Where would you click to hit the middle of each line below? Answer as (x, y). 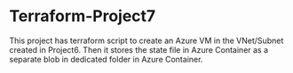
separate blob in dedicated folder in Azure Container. (106, 59)
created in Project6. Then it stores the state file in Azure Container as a (139, 49)
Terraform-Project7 (83, 16)
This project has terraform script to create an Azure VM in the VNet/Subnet (146, 40)
